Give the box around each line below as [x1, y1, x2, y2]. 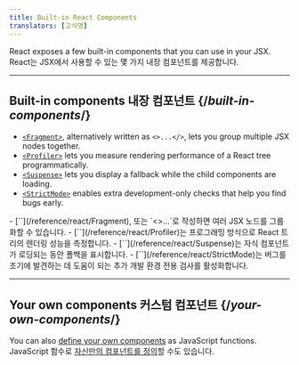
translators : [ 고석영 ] [9, 21, 88, 30]
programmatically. [21, 159, 89, 170]
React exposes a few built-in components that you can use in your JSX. [9, 45, 271, 56]
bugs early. [21, 198, 64, 208]
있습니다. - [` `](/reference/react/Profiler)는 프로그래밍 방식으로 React [35, 227, 279, 238]
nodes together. [21, 141, 81, 151]
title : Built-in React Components [9, 12, 138, 22]
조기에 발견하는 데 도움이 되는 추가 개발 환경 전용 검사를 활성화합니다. [9, 260, 249, 272]
